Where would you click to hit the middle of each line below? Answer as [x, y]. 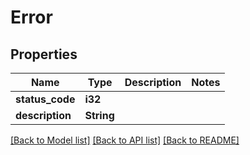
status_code [45, 99]
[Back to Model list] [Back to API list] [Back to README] [125, 140]
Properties [44, 54]
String [99, 115]
